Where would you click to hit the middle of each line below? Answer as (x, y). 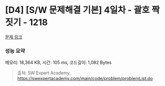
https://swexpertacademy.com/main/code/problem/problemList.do (85, 79)
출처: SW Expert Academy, (44, 73)
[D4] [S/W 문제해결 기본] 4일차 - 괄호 (78, 10)
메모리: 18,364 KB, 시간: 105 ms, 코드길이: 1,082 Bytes (58, 62)
